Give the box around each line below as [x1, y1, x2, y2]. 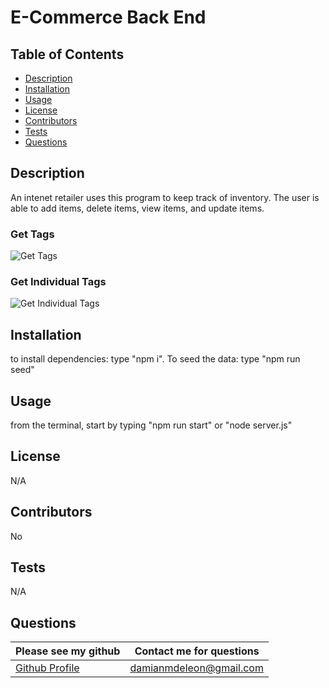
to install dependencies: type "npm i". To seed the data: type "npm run [10, 353, 301, 365]
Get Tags [10, 227, 55, 241]
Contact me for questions [134, 644, 260, 658]
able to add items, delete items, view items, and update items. [10, 202, 265, 214]
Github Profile [15, 661, 80, 675]
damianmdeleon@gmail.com [129, 661, 264, 675]
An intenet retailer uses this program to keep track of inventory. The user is [10, 191, 320, 203]
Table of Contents [10, 46, 125, 63]
